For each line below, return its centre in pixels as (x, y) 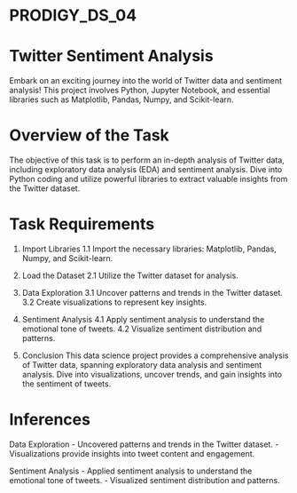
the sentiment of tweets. (66, 384)
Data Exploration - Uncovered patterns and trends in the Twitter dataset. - (144, 444)
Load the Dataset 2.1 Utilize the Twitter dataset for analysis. (130, 275)
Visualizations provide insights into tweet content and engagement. (132, 453)
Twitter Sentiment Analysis (112, 56)
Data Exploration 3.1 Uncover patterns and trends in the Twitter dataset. (152, 293)
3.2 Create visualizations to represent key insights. (114, 302)
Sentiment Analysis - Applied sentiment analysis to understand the (131, 471)
